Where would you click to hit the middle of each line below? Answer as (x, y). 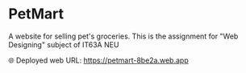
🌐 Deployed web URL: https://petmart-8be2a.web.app (98, 60)
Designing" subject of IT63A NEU (64, 44)
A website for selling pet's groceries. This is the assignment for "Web (123, 36)
